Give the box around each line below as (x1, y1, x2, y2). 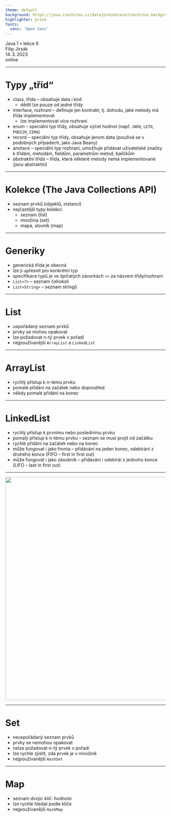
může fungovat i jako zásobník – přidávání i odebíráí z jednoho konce (12, 456, 158, 462)
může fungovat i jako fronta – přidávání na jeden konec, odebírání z (12, 445, 154, 452)
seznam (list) (20, 212, 47, 217)
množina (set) (20, 217, 49, 223)
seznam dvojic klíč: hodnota (12, 795, 72, 801)
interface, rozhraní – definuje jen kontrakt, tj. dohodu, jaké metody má (12, 107, 159, 113)
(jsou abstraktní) (12, 161, 47, 167)
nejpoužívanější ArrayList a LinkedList (12, 339, 95, 345)
